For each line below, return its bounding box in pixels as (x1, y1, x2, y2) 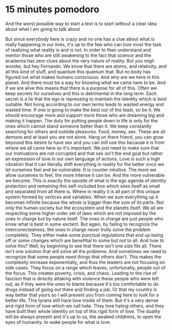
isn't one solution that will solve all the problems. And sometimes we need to (5, 248, 167, 254)
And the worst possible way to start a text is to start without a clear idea (5, 20, 157, 27)
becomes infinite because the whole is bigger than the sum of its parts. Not (5, 199, 164, 205)
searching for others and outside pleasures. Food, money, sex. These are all (5, 128, 165, 134)
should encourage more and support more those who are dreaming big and (5, 112, 164, 118)
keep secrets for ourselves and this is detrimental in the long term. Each (5, 90, 157, 96)
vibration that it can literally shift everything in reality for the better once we (5, 161, 164, 167)
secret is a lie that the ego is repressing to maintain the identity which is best (5, 96, 167, 102)
